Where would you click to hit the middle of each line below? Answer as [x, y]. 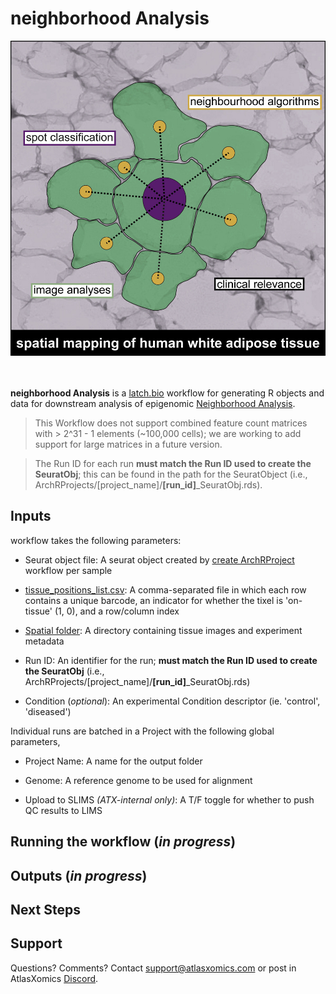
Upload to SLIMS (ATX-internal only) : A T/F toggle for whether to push [169, 799]
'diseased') [48, 711]
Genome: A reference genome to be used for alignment [138, 780]
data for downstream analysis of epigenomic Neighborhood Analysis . [153, 403]
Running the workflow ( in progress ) [123, 842]
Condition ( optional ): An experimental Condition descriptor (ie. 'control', [172, 701]
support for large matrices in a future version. [128, 444]
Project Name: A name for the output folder [113, 761]
